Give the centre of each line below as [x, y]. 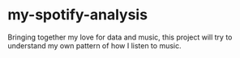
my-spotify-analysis [77, 15]
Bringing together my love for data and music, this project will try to [120, 37]
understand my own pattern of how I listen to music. [94, 45]
